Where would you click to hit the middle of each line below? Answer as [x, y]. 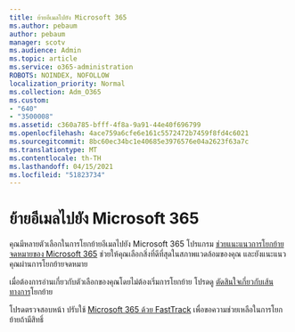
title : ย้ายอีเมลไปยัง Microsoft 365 [68, 17]
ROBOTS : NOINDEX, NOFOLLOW [59, 76]
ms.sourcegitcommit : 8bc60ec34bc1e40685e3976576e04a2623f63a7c [129, 142]
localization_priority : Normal [67, 84]
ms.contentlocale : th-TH [55, 158]
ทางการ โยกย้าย [31, 292]
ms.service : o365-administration [71, 68]
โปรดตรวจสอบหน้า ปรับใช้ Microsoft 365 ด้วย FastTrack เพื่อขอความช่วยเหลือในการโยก [146, 310]
